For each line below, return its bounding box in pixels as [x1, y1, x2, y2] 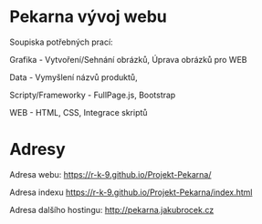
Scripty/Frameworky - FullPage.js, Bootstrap [9, 89, 176, 100]
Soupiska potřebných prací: [9, 36, 113, 47]
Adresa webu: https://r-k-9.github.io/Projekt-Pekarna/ [9, 168, 212, 179]
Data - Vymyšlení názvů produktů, [9, 71, 139, 83]
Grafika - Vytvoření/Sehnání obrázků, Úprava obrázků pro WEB [9, 54, 247, 65]
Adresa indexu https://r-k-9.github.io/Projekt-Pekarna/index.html [9, 187, 253, 198]
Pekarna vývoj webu [9, 6, 167, 27]
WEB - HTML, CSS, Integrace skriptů [9, 107, 148, 117]
